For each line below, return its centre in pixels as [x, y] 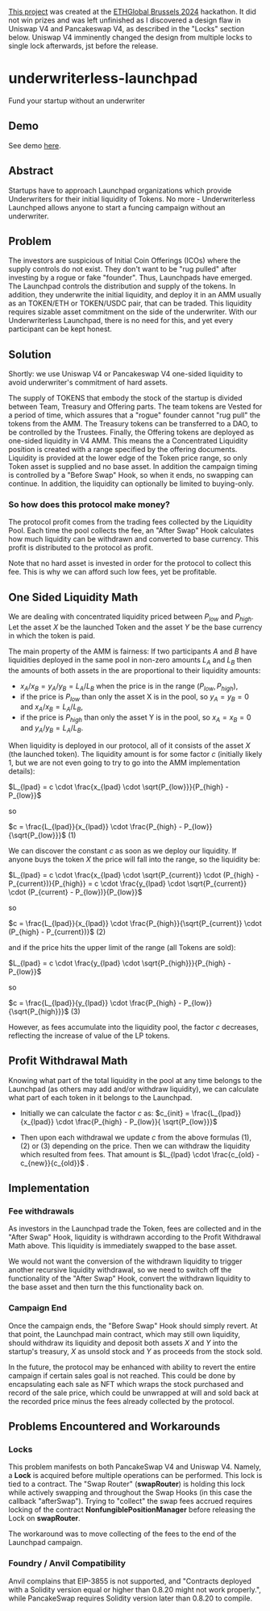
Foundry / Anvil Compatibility [67, 1563]
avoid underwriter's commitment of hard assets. [88, 383]
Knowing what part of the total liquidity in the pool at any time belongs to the [135, 1080]
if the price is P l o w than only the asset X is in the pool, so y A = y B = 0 [135, 698]
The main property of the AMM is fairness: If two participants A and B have [133, 651]
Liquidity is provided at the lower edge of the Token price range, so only [128, 458]
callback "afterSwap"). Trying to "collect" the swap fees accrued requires [131, 1501]
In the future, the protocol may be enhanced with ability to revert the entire [132, 1367]
